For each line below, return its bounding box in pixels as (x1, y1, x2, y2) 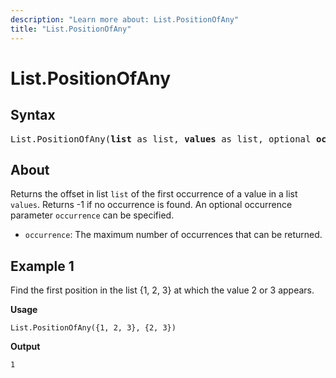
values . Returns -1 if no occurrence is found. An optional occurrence (10, 199, 293, 211)
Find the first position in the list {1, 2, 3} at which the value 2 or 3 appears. (10, 284, 315, 296)
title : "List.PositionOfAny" (10, 24, 132, 34)
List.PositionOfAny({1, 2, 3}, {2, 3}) (10, 323, 177, 333)
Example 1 (10, 257, 75, 275)
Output (10, 341, 41, 353)
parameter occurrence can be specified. (10, 209, 175, 221)
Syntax (10, 107, 56, 124)
